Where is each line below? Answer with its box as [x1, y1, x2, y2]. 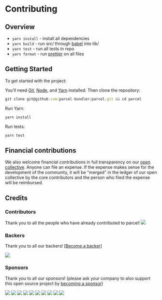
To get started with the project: [5, 78, 67, 83]
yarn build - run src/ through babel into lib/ [12, 41, 99, 47]
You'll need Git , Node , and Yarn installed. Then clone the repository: [5, 87, 140, 93]
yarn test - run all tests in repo [12, 46, 74, 51]
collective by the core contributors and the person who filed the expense [5, 174, 150, 180]
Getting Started [5, 65, 53, 73]
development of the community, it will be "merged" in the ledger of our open [5, 170, 157, 175]
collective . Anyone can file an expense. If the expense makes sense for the [5, 164, 154, 170]
